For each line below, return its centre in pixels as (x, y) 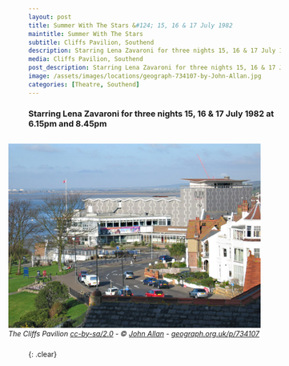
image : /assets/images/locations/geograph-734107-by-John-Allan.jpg (145, 76)
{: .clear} (43, 354)
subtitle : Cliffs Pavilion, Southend (91, 42)
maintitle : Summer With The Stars (86, 34)
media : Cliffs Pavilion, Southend (86, 59)
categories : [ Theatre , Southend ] (84, 84)
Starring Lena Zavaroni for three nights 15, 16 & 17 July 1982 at (151, 114)
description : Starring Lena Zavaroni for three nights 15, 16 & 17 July (152, 51)
